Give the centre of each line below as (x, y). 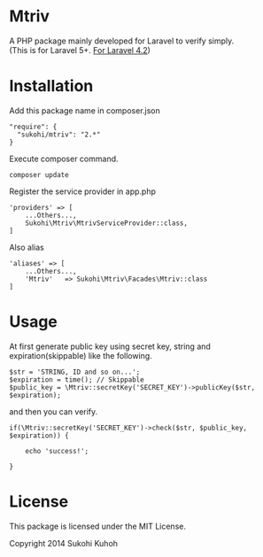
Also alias (27, 247)
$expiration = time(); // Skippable (77, 379)
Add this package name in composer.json (85, 110)
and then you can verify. (54, 411)
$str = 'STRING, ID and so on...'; (75, 372)
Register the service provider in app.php (83, 191)
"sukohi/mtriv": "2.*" (59, 135)
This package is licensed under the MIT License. (97, 526)
